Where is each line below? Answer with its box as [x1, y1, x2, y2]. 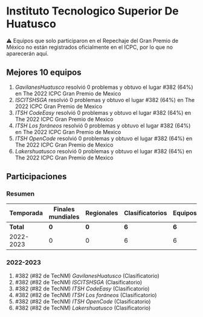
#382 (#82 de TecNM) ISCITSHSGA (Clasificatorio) [14, 278, 143, 286]
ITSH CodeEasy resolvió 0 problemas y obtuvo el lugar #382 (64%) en [14, 109, 192, 116]
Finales [53, 205, 75, 214]
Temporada [9, 209, 43, 217]
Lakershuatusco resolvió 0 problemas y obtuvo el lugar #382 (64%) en [14, 147, 192, 155]
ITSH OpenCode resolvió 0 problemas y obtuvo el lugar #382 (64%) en [14, 135, 193, 142]
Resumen [6, 190, 35, 198]
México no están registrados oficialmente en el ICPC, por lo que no [6, 43, 173, 51]
